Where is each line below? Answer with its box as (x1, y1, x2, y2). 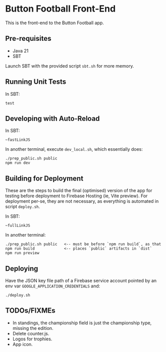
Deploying (5, 264, 38, 273)
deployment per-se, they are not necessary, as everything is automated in (5, 198, 159, 204)
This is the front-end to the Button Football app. (5, 20, 104, 26)
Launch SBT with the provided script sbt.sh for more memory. (5, 63, 134, 69)
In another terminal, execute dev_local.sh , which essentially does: (5, 146, 143, 152)
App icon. (12, 341, 33, 347)
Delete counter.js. (12, 330, 49, 336)
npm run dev (5, 160, 30, 165)
